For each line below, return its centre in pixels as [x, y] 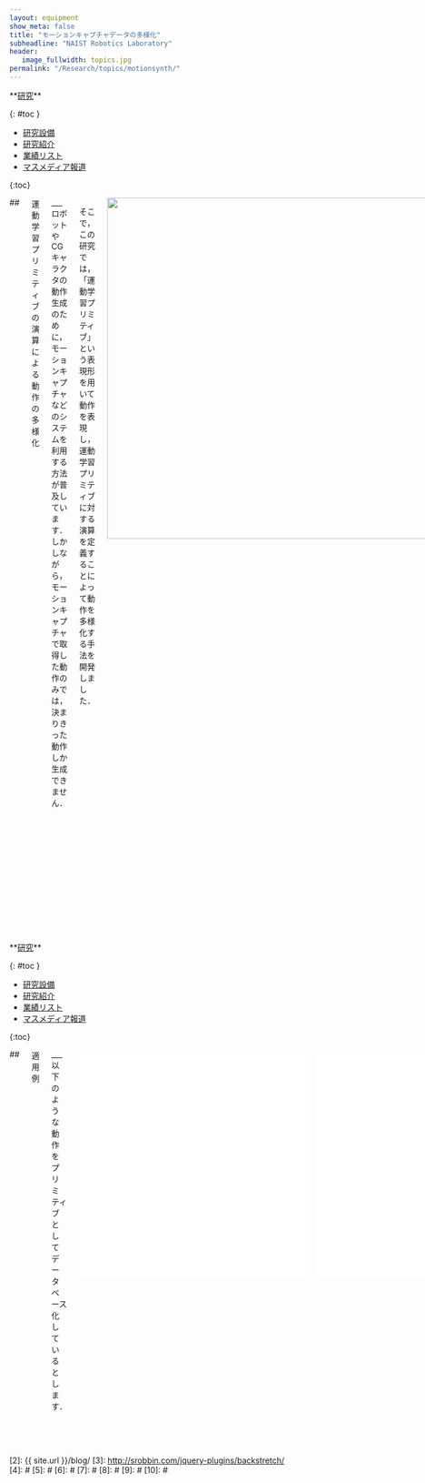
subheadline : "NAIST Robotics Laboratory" [91, 43]
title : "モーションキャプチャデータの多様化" [85, 35]
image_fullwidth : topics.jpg [76, 60]
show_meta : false [42, 26]
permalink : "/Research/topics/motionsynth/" [95, 69]
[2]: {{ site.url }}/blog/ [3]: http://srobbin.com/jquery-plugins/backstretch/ [147, 1460]
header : [24, 52]
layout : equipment [44, 18]
